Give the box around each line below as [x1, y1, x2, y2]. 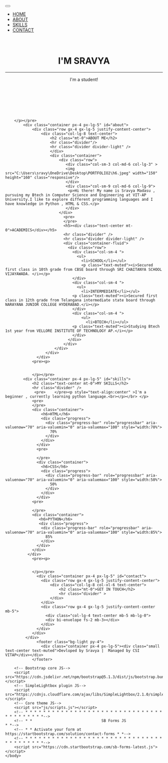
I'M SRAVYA [58, 55, 110, 67]
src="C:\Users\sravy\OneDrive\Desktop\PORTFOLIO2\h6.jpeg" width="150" [5, 170, 157, 176]
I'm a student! [69, 76, 98, 82]
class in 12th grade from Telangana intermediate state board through [5, 297, 155, 302]
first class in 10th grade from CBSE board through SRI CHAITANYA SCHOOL [5, 267, 162, 272]
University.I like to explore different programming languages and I [5, 197, 153, 202]
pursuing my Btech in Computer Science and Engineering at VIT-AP [5, 192, 146, 197]
